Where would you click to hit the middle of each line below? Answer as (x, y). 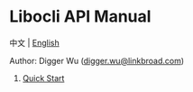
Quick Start (43, 78)
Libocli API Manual (80, 17)
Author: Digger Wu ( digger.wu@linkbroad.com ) (97, 60)
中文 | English (35, 42)
